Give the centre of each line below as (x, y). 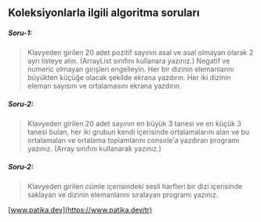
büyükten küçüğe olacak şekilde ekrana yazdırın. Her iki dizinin (129, 78)
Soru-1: (20, 33)
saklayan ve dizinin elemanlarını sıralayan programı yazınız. (123, 195)
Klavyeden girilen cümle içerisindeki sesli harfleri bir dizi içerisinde (135, 187)
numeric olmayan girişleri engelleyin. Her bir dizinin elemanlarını (130, 69)
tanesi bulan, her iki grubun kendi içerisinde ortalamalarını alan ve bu (138, 132)
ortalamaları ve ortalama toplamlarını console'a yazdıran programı (133, 140)
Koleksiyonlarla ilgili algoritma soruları (104, 13)
